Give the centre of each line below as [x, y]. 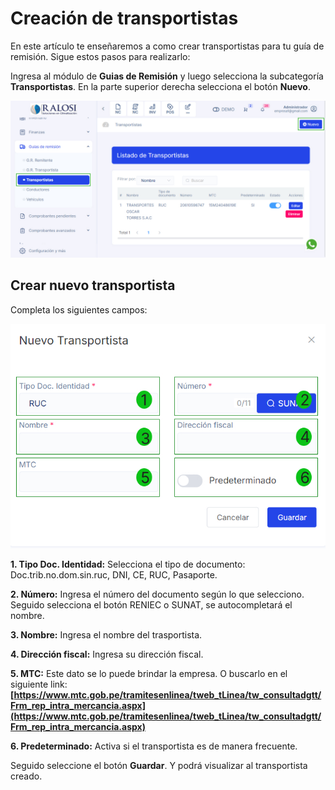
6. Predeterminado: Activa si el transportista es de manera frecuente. [154, 746]
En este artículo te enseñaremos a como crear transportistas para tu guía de [167, 46]
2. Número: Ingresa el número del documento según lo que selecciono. [157, 594]
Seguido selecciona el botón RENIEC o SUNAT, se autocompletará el [151, 604]
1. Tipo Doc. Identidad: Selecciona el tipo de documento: [128, 564]
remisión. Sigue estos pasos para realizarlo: [100, 56]
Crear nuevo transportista [93, 285]
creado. [26, 776]
